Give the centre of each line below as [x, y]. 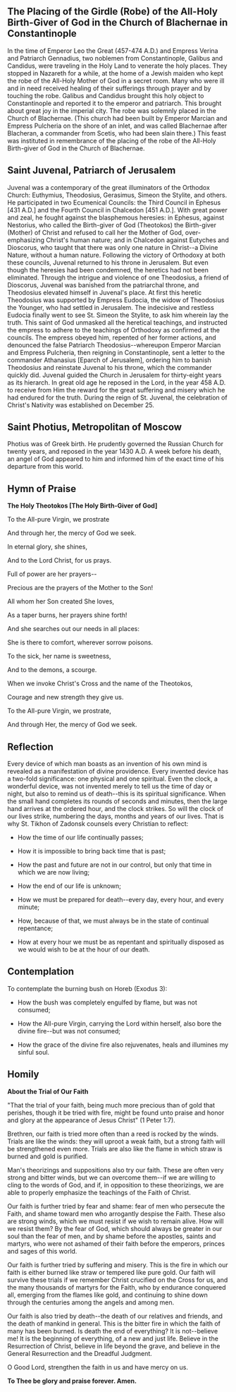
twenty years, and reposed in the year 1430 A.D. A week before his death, [114, 452]
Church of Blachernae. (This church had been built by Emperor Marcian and [117, 118]
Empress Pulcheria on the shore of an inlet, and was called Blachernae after [117, 126]
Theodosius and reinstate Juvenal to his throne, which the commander [110, 367]
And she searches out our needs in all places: [73, 629]
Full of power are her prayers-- [52, 574]
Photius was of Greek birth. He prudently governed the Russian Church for [116, 444]
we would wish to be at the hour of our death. [83, 949]
